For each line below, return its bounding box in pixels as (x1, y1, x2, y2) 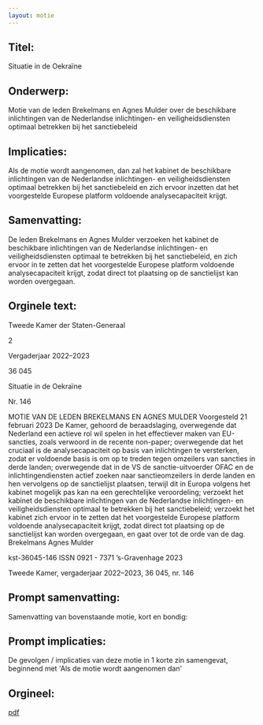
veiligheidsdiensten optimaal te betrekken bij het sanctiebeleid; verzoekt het (8, 504, 255, 513)
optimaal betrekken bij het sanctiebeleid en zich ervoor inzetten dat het (8, 183, 239, 192)
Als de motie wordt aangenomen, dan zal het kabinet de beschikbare (8, 166, 232, 176)
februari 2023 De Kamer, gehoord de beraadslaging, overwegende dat (8, 420, 237, 429)
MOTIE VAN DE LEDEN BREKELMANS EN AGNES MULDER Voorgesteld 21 (8, 411, 248, 422)
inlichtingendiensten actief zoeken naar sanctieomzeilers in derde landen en (8, 470, 256, 480)
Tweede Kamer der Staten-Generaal (8, 320, 126, 329)
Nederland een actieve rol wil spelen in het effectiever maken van (8, 429, 220, 438)
